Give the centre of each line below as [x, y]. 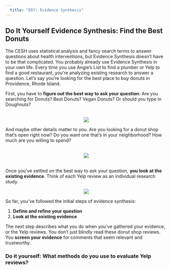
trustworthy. [18, 243]
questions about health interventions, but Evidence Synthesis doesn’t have [84, 56]
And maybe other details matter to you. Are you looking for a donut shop [82, 130]
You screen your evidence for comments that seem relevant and [74, 237]
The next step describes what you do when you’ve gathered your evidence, [85, 226]
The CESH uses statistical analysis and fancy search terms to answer [79, 51]
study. [12, 182]
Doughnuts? [18, 105]
